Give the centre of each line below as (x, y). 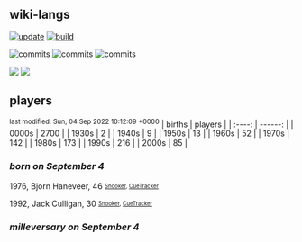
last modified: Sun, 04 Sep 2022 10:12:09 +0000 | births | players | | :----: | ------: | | (151, 123)
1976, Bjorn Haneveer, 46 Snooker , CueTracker (84, 186)
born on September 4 (57, 166)
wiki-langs (40, 15)
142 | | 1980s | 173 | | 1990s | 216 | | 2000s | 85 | (98, 143)
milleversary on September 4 (74, 227)
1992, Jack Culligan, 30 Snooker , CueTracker (81, 203)
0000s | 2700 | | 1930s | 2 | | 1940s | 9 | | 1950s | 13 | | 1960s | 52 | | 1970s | (150, 133)
